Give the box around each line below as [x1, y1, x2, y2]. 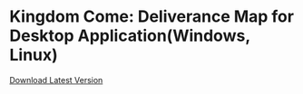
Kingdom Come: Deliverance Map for [9, 6, 295, 27]
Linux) [9, 45, 59, 65]
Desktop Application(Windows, [9, 25, 251, 46]
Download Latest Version [9, 74, 103, 85]
